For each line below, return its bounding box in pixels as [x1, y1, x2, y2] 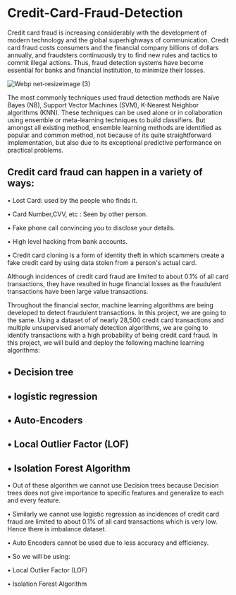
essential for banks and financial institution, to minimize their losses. [7, 66, 206, 74]
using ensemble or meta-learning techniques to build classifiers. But [7, 115, 206, 124]
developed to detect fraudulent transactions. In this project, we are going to [7, 308, 227, 317]
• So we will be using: [7, 553, 70, 561]
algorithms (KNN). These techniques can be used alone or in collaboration [7, 108, 223, 117]
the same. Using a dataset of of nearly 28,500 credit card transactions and [7, 316, 224, 324]
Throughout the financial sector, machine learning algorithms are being [7, 300, 213, 309]
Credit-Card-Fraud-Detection [7, 5, 183, 21]
